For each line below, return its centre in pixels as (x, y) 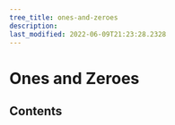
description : (34, 26)
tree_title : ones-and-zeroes (64, 17)
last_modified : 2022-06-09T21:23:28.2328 (88, 34)
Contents (36, 111)
